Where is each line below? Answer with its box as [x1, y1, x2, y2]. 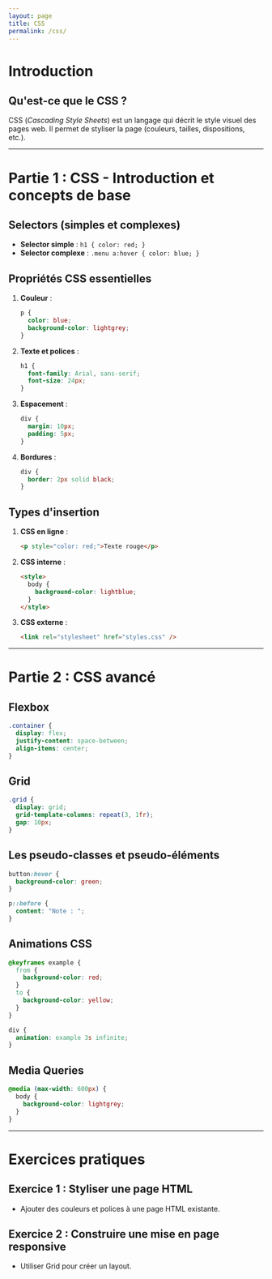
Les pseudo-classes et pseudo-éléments [8, 849, 220, 862]
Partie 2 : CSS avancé [8, 668, 156, 687]
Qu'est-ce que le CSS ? [8, 94, 128, 108]
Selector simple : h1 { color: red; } [19, 240, 146, 250]
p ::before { [8, 900, 49, 908]
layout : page [8, 11, 53, 20]
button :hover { [8, 870, 60, 878]
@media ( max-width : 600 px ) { [8, 1085, 107, 1093]
